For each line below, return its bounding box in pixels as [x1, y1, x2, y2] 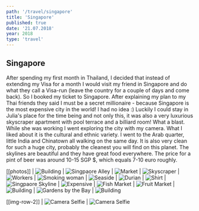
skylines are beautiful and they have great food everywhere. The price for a [6, 150, 191, 157]
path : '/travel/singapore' [6, 8, 73, 15]
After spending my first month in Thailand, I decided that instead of [6, 74, 170, 81]
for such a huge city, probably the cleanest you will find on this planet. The [6, 143, 189, 150]
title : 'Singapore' [6, 14, 55, 20]
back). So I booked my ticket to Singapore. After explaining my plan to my [6, 93, 186, 100]
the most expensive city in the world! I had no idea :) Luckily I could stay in [6, 105, 189, 113]
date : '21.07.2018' [6, 25, 55, 32]
